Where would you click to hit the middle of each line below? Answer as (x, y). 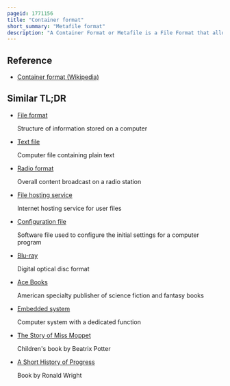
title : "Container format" (46, 20)
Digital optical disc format (53, 269)
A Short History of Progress (56, 362)
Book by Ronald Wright (49, 375)
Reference (30, 60)
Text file (28, 141)
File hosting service (45, 195)
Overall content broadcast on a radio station (79, 181)
